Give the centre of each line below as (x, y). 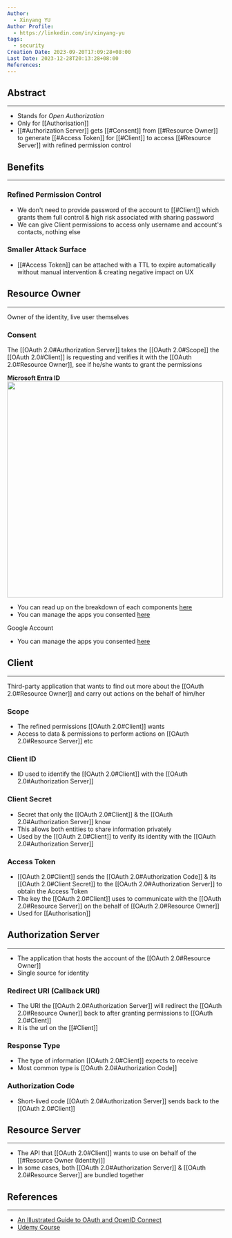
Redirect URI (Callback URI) (54, 991)
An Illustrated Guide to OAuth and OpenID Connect (89, 1220)
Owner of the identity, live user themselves (68, 317)
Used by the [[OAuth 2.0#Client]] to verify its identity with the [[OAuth (116, 836)
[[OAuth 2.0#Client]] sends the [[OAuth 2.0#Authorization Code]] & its (117, 876)
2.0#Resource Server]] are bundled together (80, 1175)
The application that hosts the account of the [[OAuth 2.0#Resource (114, 958)
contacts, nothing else (49, 231)
